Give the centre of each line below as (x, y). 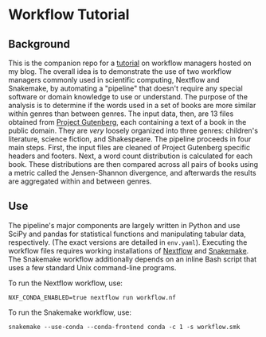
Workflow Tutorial (69, 15)
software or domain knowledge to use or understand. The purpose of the (128, 97)
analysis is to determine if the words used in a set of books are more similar (132, 105)
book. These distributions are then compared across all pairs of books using (133, 164)
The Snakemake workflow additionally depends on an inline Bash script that (133, 259)
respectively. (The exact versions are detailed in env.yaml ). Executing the (128, 242)
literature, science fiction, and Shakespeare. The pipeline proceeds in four (130, 139)
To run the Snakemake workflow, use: (70, 312)
